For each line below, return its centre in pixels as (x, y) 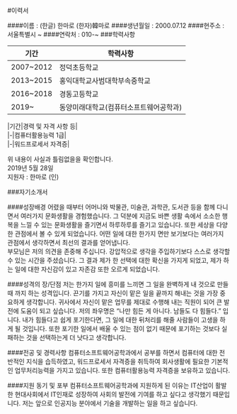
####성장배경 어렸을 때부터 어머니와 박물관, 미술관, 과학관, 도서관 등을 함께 (111, 207)
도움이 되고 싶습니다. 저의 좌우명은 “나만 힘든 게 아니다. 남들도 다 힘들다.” (121, 311)
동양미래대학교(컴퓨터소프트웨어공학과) (121, 107)
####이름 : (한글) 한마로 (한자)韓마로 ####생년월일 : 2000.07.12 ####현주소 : (116, 26)
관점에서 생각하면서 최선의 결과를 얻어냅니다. (69, 243)
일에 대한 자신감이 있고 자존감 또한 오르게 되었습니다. (87, 269)
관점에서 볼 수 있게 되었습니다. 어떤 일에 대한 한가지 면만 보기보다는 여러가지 (119, 234)
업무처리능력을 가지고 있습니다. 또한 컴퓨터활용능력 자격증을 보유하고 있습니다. (122, 370)
